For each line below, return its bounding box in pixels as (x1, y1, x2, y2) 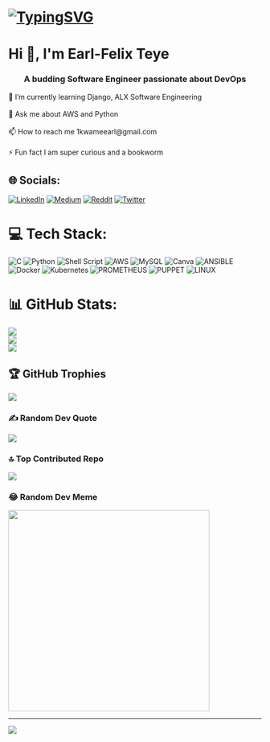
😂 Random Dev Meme (8, 491, 98, 502)
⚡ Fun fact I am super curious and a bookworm (8, 147, 163, 157)
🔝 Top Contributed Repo (8, 453, 104, 464)
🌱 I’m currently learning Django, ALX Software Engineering (8, 92, 202, 101)
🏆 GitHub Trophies (8, 367, 107, 381)
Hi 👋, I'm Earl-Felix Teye (8, 45, 170, 64)
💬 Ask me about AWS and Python (8, 109, 119, 118)
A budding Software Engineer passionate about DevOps (23, 73, 247, 85)
